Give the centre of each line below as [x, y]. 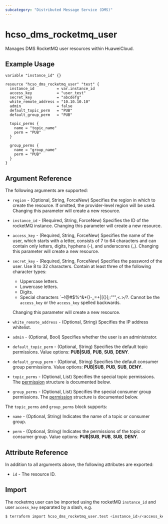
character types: [29, 272]
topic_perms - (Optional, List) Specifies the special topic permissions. [84, 377]
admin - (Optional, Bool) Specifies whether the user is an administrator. [85, 337]
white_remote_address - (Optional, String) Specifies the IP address [80, 322]
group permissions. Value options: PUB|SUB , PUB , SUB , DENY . [77, 367]
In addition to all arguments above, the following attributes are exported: [79, 464]
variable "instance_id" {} [33, 75]
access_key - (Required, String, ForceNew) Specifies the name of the [83, 235]
